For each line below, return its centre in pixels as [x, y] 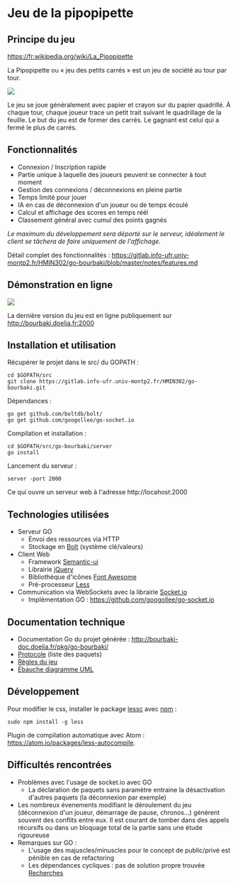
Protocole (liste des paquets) [60, 654]
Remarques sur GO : [47, 842]
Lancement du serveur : [42, 466]
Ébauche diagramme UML [56, 669]
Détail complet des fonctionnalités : [59, 255]
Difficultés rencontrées [59, 765]
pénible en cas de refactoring [71, 858]
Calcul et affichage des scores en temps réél [83, 212]
